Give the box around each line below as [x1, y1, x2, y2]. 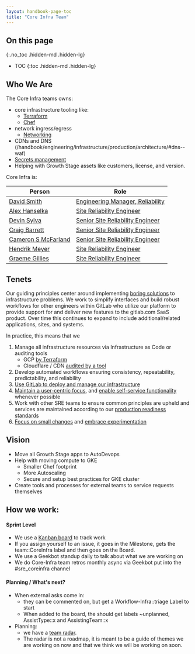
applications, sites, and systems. [6, 321, 85, 328]
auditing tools [14, 349, 48, 357]
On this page [6, 36, 54, 46]
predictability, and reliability [14, 374, 81, 381]
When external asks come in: [14, 591, 85, 598]
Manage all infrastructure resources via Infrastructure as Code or [14, 343, 172, 350]
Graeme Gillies [9, 254, 50, 263]
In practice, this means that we [6, 332, 80, 339]
